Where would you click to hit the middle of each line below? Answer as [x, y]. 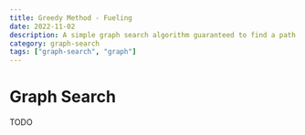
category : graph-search [55, 43]
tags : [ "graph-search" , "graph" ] [73, 52]
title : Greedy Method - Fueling [71, 18]
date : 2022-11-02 [42, 26]
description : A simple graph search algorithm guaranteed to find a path [153, 35]
